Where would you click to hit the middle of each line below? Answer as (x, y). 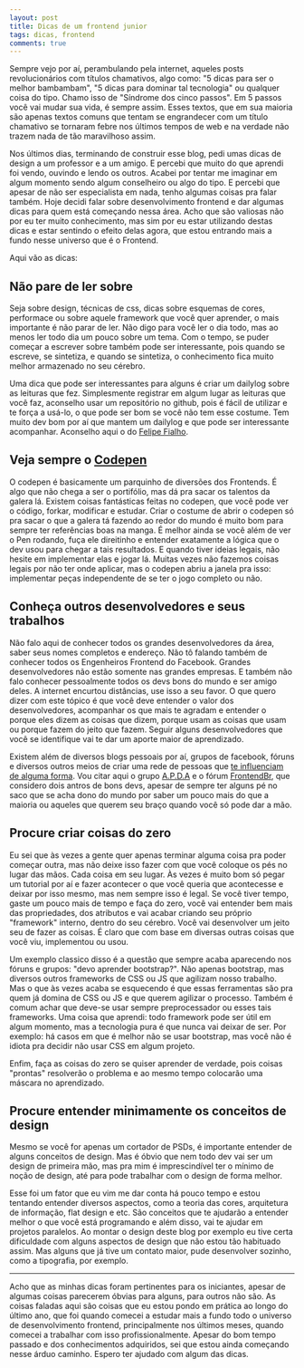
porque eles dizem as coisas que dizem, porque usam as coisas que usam (148, 719)
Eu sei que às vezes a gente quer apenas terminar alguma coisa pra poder (148, 855)
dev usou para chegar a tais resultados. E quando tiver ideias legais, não (145, 549)
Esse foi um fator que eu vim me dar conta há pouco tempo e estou (135, 1193)
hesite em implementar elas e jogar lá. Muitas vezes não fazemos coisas (144, 559)
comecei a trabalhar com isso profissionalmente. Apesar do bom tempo (142, 1335)
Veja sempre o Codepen (78, 460)
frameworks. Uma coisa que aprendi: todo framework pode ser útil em (140, 1016)
